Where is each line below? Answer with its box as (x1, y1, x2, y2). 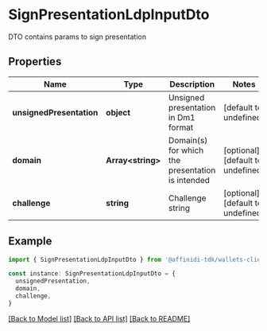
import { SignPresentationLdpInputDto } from (8, 255, 161, 263)
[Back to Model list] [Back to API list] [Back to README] (8, 313, 191, 323)
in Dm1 (168, 111, 196, 123)
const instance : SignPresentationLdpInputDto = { (8, 270, 176, 278)
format (168, 122, 194, 133)
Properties (8, 55, 62, 68)
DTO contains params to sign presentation (8, 32, 147, 41)
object (106, 107, 131, 118)
